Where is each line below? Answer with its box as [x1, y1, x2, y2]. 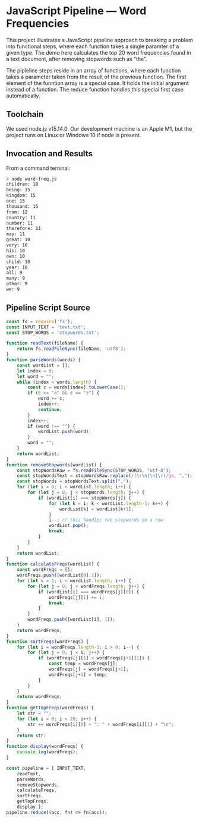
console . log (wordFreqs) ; [17, 749, 78, 755]
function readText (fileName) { [6, 340, 84, 346]
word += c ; [37, 396, 65, 402]
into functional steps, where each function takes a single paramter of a [6, 43, 179, 50]
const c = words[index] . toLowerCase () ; [27, 384, 127, 390]
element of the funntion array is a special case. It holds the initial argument [6, 79, 189, 87]
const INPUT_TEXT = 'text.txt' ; [6, 324, 86, 330]
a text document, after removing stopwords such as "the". [6, 55, 147, 62]
